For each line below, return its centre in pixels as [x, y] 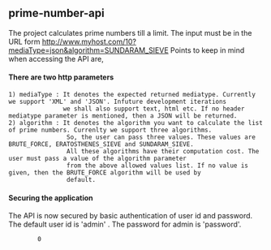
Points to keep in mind [207, 50]
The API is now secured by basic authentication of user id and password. [131, 216]
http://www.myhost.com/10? [89, 41]
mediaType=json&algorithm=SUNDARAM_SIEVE [88, 50]
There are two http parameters [61, 77]
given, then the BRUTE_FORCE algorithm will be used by [105, 173]
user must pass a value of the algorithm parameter [97, 159]
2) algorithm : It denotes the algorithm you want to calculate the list [136, 123]
